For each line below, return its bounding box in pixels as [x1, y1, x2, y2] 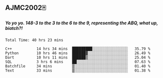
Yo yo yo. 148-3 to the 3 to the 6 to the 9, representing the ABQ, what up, [5, 20, 158, 26]
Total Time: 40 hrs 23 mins [5, 38, 64, 43]
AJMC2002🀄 [5, 3, 46, 12]
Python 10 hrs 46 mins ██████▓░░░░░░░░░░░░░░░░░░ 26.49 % [5, 51, 151, 56]
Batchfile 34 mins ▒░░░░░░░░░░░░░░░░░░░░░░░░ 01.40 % [5, 64, 151, 69]
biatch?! [5, 25, 23, 31]
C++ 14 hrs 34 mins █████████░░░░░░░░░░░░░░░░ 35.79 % [5, 46, 151, 52]
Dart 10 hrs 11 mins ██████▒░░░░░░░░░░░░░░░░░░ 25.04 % [5, 55, 151, 60]
